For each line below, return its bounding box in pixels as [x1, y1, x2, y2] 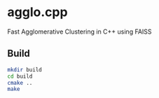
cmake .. [7, 79, 33, 86]
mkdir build [7, 66, 42, 73]
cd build [7, 73, 33, 80]
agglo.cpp [7, 4, 68, 20]
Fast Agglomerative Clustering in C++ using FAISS [7, 27, 152, 36]
